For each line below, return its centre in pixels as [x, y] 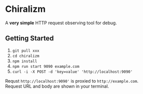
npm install [25, 61]
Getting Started [30, 38]
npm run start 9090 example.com [46, 66]
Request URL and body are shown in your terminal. [57, 86]
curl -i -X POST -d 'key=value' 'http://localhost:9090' [72, 72]
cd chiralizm [26, 56]
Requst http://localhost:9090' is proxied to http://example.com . [72, 81]
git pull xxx [26, 50]
